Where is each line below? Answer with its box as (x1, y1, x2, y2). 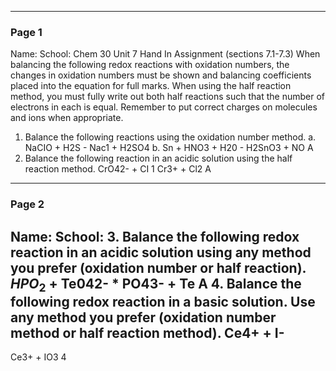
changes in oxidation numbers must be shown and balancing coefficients (10, 69, 312, 81)
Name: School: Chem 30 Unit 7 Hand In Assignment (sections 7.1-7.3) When (10, 48, 321, 60)
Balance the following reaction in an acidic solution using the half (24, 152, 293, 165)
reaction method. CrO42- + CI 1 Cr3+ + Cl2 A (24, 163, 212, 175)
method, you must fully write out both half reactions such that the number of (10, 91, 325, 103)
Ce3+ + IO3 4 (10, 351, 67, 363)
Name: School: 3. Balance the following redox (10, 228, 300, 245)
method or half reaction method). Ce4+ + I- (10, 324, 285, 341)
